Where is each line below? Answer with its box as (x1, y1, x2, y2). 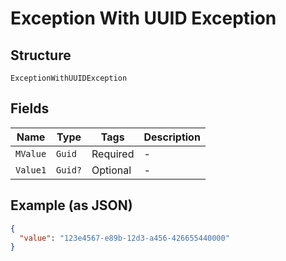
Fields (10, 100, 50, 117)
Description (143, 130, 201, 144)
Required (91, 147, 135, 161)
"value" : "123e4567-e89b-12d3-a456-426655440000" (19, 233, 230, 243)
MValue (15, 148, 47, 159)
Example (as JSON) (10, 197, 133, 214)
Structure (10, 47, 72, 64)
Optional (91, 163, 132, 177)
